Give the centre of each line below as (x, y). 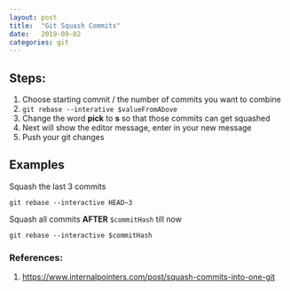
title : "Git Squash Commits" (65, 26)
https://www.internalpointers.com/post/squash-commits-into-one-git (149, 277)
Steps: (27, 78)
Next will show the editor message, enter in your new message (137, 128)
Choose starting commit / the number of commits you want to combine (151, 99)
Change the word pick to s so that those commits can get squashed (146, 118)
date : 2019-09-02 (45, 34)
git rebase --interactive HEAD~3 (71, 202)
